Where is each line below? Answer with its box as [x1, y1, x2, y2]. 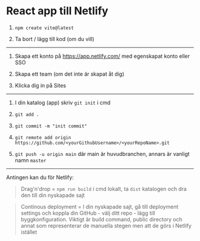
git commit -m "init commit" [14, 123, 87, 129]
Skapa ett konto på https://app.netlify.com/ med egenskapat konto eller [14, 52, 190, 60]
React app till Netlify [6, 4, 108, 18]
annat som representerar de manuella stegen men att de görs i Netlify [20, 222, 192, 229]
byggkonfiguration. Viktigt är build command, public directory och [20, 215, 183, 223]
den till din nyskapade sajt [20, 192, 85, 199]
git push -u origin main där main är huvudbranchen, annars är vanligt [14, 150, 190, 157]
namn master [14, 157, 46, 164]
